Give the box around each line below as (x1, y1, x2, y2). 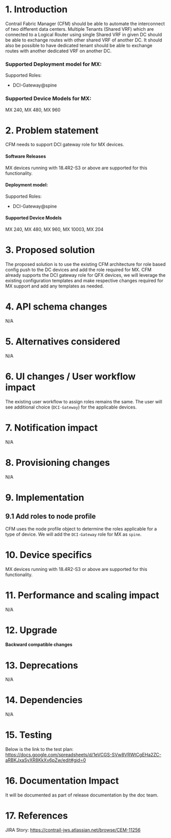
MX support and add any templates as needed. (5, 283, 104, 289)
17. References (5, 810, 68, 822)
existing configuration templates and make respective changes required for (5, 278, 163, 284)
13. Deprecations (5, 660, 78, 671)
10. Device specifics (5, 549, 92, 561)
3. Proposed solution (5, 244, 95, 256)
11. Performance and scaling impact (5, 589, 159, 601)
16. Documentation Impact (5, 775, 119, 787)
